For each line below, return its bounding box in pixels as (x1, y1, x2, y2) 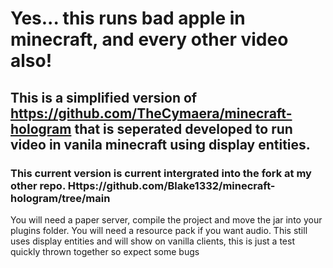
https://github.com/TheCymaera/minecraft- (10, 105, 293, 122)
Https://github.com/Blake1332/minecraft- (67, 178, 276, 192)
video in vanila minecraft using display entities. (10, 136, 311, 153)
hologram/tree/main (10, 191, 111, 205)
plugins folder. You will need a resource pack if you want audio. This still (10, 224, 308, 236)
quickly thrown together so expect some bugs (10, 245, 200, 257)
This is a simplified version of (10, 89, 198, 106)
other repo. (10, 178, 66, 192)
